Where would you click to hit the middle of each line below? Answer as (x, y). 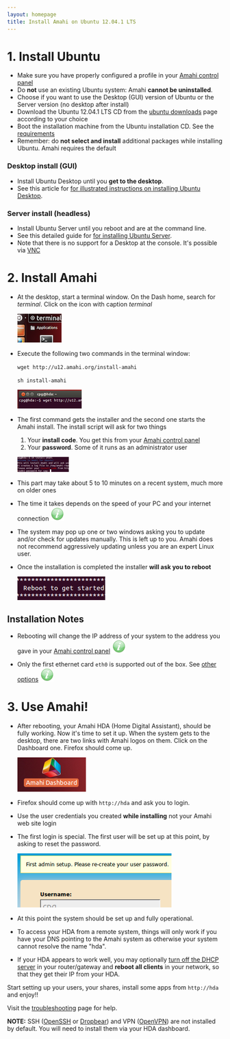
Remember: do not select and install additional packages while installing (119, 141)
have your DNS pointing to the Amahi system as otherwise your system (117, 939)
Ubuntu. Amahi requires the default (66, 148)
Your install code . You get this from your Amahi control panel (114, 440)
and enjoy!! (23, 994)
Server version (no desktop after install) (73, 105)
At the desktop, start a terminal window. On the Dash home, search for (116, 297)
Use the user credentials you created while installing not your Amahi (114, 815)
